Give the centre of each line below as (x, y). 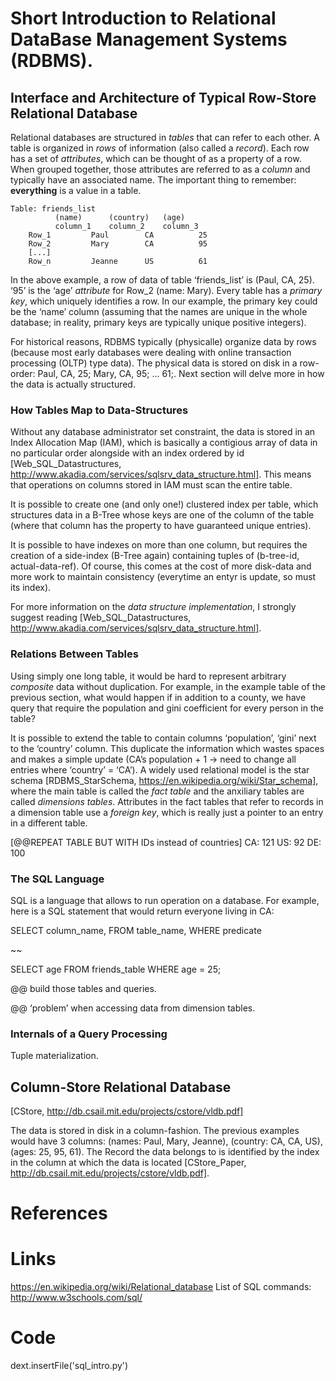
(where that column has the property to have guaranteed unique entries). (161, 526)
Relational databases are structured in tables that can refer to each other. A (165, 137)
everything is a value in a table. (76, 190)
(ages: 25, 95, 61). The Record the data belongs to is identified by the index (165, 1151)
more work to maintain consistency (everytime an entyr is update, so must (163, 577)
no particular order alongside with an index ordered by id (127, 453)
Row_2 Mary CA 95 (118, 244)
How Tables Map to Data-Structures (99, 410)
